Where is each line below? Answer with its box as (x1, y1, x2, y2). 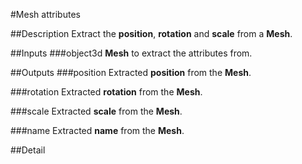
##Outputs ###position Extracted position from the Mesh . (10, 67, 252, 78)
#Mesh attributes (10, 9, 81, 20)
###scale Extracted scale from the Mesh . (10, 105, 183, 117)
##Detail (10, 144, 46, 156)
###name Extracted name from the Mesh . (10, 125, 185, 136)
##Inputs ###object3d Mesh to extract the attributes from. (10, 47, 253, 59)
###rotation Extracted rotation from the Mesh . (10, 86, 203, 98)
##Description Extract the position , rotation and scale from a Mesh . (10, 28, 293, 39)
